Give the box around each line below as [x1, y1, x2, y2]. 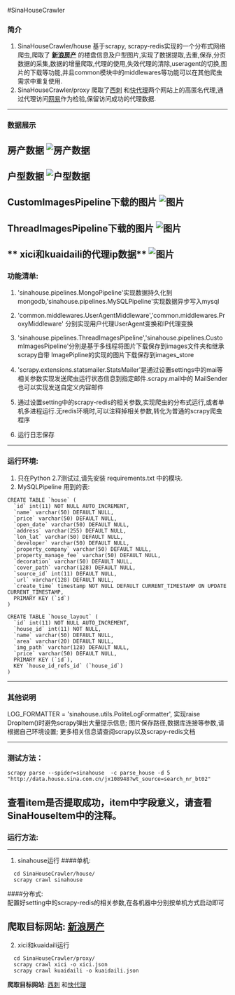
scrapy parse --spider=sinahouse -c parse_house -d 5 [7, 770, 171, 777]
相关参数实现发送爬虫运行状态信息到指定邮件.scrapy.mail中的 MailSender [17, 375, 228, 383]
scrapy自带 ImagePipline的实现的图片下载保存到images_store [17, 351, 194, 359]
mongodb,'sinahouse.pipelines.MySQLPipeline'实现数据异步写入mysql [17, 298, 220, 306]
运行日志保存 [17, 431, 55, 439]
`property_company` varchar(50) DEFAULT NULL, [13, 545, 152, 553]
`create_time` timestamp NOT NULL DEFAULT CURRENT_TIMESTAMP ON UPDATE [13, 582, 227, 589]
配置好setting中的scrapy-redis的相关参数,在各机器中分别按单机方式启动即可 [7, 898, 225, 907]
